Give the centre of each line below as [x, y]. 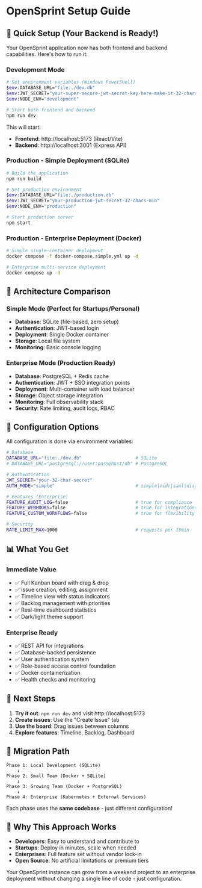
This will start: [23, 127]
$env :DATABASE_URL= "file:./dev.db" [51, 88]
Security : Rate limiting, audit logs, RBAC [65, 408]
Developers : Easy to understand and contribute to [77, 842]
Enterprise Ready [32, 632]
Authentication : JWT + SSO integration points [72, 382]
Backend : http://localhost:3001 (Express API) [71, 145]
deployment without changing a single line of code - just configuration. [94, 879]
